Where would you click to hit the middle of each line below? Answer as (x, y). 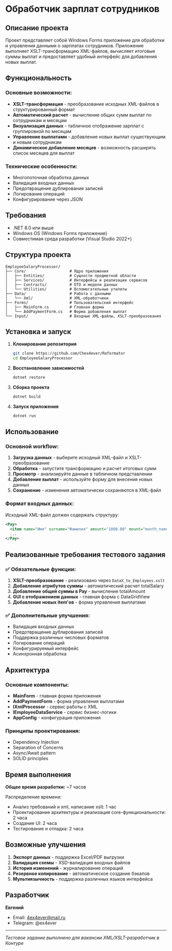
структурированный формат (44, 109)
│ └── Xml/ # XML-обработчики (57, 298)
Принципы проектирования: (43, 731)
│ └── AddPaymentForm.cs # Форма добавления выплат (66, 312)
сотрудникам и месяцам (40, 120)
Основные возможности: (39, 93)
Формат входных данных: (40, 503)
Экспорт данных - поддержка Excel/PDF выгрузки (68, 857)
